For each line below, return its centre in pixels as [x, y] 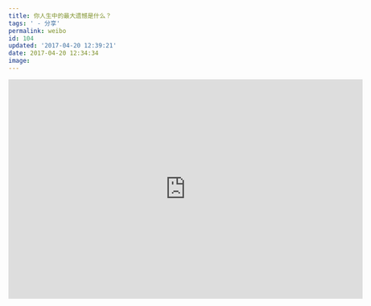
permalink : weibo [37, 31]
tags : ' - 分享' [34, 23]
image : [19, 61]
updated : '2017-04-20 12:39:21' [62, 46]
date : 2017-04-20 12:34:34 [54, 53]
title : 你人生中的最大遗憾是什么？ [60, 16]
